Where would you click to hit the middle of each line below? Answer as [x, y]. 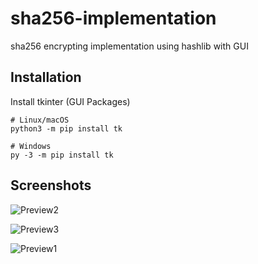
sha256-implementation [113, 18]
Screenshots [51, 185]
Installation [46, 77]
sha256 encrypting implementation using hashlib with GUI [129, 46]
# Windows [31, 146]
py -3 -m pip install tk [62, 155]
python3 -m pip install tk [66, 128]
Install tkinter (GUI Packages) [70, 101]
